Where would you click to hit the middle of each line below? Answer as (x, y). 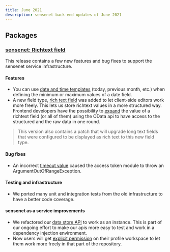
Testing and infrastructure (34, 183)
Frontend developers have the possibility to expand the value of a (81, 111)
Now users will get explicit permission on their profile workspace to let (86, 238)
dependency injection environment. (50, 233)
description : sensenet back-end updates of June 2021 (64, 15)
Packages (21, 35)
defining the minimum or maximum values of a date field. (72, 95)
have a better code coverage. (44, 199)
